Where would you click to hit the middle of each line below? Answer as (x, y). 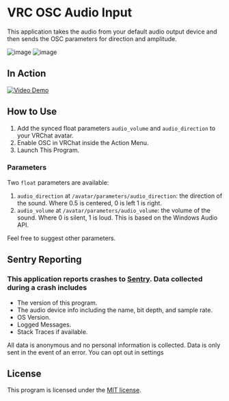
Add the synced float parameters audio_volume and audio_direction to (116, 128)
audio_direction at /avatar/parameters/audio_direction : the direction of (120, 196)
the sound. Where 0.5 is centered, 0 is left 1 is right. (89, 203)
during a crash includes (47, 287)
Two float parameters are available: (58, 182)
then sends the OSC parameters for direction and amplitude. (92, 38)
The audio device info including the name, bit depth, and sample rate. (115, 310)
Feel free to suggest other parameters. (62, 238)
